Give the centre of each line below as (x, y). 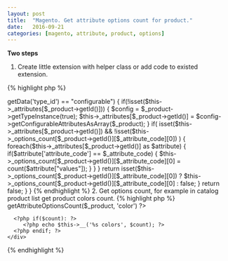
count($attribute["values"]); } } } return (63, 168)
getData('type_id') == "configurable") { (64, 102)
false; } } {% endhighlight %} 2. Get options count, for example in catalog (113, 191)
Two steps (23, 53)
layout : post (26, 14)
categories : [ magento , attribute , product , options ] (86, 33)
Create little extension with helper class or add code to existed (108, 67)
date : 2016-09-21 (36, 27)
